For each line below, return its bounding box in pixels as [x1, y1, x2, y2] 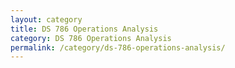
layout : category [10, 14, 83, 25]
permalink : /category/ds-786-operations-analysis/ [10, 42, 226, 53]
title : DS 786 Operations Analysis [10, 24, 159, 34]
